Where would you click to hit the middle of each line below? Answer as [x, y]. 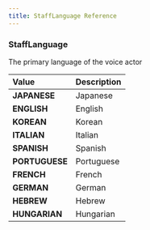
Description [98, 82]
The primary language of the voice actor [75, 62]
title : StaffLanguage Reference [62, 16]
